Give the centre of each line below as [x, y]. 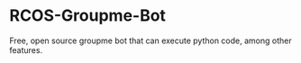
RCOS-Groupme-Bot [88, 16]
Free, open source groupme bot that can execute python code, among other [150, 40]
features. [26, 49]
